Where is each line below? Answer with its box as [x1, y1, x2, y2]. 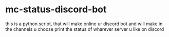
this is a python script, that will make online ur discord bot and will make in [5, 21, 163, 27]
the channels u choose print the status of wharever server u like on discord [5, 26, 164, 32]
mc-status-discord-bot [5, 4, 107, 15]
